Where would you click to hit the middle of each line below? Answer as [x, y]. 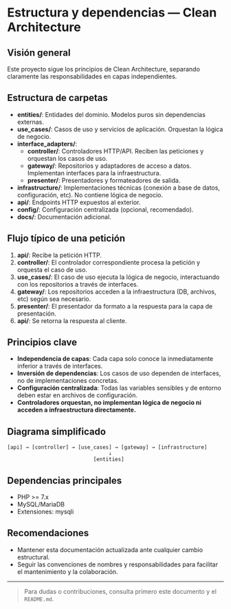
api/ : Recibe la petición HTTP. [59, 255]
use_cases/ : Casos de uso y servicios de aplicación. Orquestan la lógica [120, 129]
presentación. [36, 313]
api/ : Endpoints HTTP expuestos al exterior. [79, 202]
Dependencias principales [65, 480]
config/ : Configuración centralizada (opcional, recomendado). [105, 209]
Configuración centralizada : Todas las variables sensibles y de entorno [119, 388]
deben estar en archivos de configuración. [77, 395]
